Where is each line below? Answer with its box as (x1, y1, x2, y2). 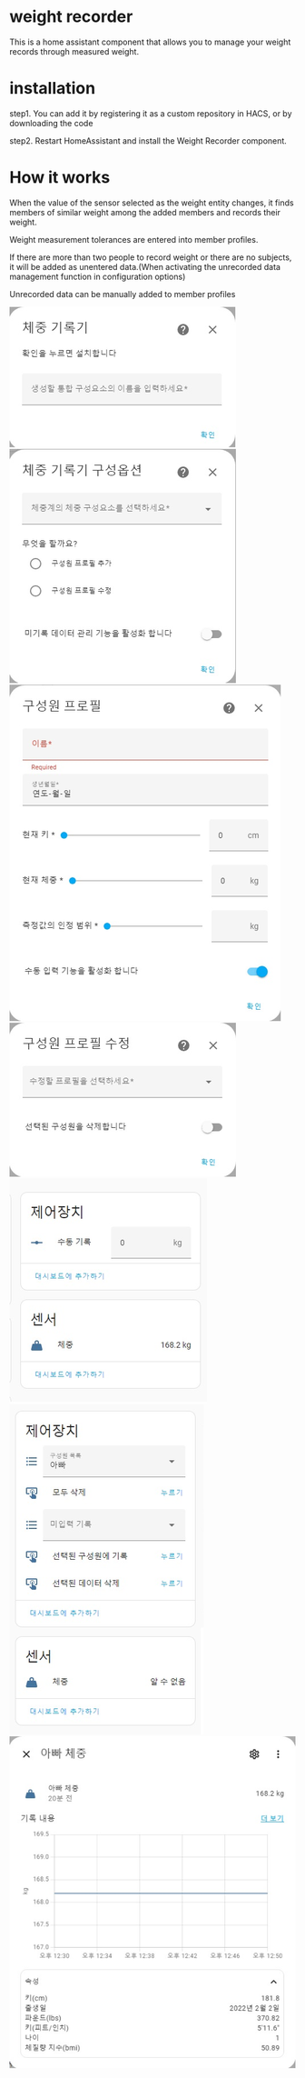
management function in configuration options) (9, 271, 186, 282)
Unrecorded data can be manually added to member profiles (9, 288, 236, 299)
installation (9, 78, 96, 99)
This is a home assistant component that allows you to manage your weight (9, 36, 291, 47)
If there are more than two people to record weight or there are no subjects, (9, 252, 292, 263)
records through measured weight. (9, 45, 139, 56)
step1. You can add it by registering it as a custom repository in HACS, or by (9, 107, 292, 119)
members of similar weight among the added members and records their (9, 206, 281, 217)
